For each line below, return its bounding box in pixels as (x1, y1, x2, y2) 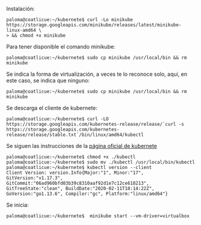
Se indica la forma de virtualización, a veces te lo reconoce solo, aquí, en (6, 70, 188, 78)
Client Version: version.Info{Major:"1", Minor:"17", (6, 170, 144, 176)
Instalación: (6, 5, 35, 12)
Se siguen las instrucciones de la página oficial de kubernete (6, 143, 158, 149)
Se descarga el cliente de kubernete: (6, 105, 97, 111)
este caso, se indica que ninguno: (6, 77, 90, 84)
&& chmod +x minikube (11, 32, 66, 39)
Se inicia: (6, 202, 29, 208)
